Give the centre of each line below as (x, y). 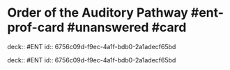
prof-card (36, 27)
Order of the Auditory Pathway (98, 13)
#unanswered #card (127, 27)
